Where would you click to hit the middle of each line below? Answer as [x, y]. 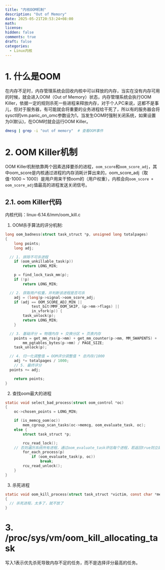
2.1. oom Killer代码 [34, 202]
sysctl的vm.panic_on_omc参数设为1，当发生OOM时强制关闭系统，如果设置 [81, 115]
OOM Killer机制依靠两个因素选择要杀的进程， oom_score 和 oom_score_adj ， [79, 167]
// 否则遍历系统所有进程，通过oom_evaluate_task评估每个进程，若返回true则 [84, 448]
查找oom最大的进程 [32, 393]
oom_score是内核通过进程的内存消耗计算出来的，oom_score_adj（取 [79, 173]
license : [14, 28]
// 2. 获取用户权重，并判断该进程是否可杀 [47, 293]
